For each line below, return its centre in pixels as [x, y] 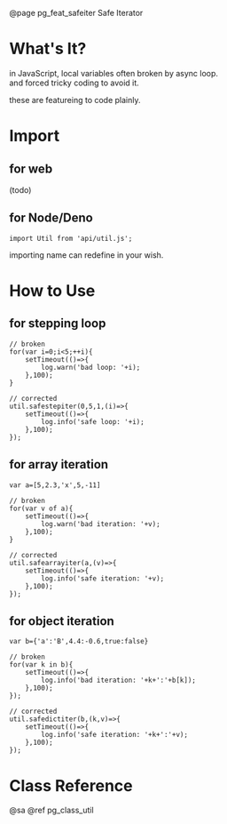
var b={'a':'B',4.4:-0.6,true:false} [79, 642]
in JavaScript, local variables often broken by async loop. [114, 73]
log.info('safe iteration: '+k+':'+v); [115, 735]
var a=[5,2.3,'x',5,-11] [55, 485]
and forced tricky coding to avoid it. [74, 83]
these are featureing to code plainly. [75, 100]
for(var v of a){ [41, 508]
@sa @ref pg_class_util [52, 810]
